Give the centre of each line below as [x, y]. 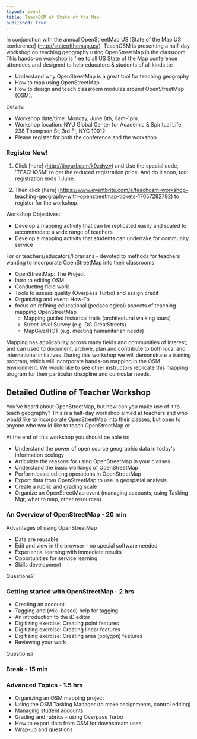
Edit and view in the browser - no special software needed [86, 545]
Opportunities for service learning [56, 558]
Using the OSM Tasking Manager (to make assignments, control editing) [103, 705]
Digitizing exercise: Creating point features [67, 623]
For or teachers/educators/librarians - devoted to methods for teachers [93, 256]
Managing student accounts [49, 710]
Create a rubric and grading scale [56, 487]
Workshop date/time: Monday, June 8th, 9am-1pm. [77, 118]
